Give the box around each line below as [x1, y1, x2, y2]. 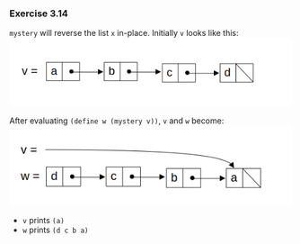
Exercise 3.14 [9, 7, 69, 20]
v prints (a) [22, 214, 65, 225]
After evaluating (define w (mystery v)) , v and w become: [9, 115, 225, 126]
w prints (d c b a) [22, 224, 89, 235]
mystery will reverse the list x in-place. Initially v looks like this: [9, 28, 240, 39]
